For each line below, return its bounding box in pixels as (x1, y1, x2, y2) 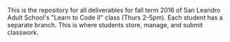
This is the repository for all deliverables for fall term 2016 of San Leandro (7, 6, 221, 14)
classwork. (7, 28, 39, 36)
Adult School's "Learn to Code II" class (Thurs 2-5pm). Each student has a (7, 13, 223, 22)
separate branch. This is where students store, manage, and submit (7, 21, 203, 29)
